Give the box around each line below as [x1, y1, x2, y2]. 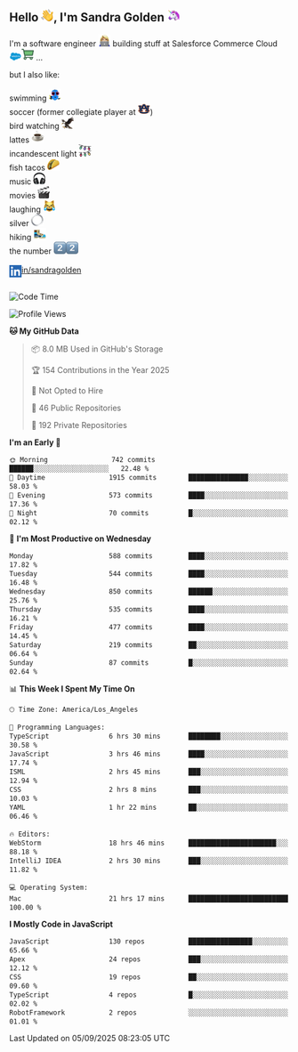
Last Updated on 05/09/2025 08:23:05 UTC [9, 1032, 171, 1043]
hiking [9, 231, 32, 242]
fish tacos [9, 162, 46, 173]
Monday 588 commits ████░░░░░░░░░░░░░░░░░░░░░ [9, 551, 289, 561]
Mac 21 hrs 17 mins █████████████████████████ [9, 894, 289, 903]
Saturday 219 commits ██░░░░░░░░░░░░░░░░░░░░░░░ [9, 640, 289, 650]
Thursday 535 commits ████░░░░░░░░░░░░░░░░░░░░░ [9, 604, 289, 614]
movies [9, 190, 36, 200]
